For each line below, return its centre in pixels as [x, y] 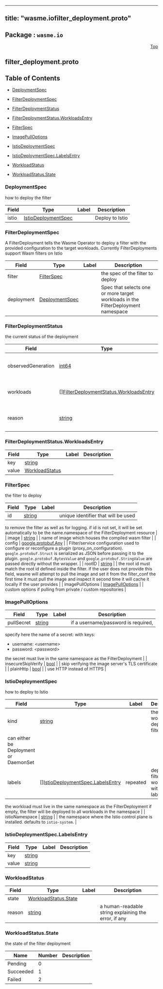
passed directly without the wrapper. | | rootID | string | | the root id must [78, 564]
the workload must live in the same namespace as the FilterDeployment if [78, 807]
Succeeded [21, 972]
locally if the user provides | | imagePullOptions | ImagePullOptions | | [74, 584]
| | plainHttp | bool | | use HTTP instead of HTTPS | [56, 669]
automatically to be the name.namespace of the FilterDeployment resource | [81, 533]
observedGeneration [31, 366]
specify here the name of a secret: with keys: [50, 635]
